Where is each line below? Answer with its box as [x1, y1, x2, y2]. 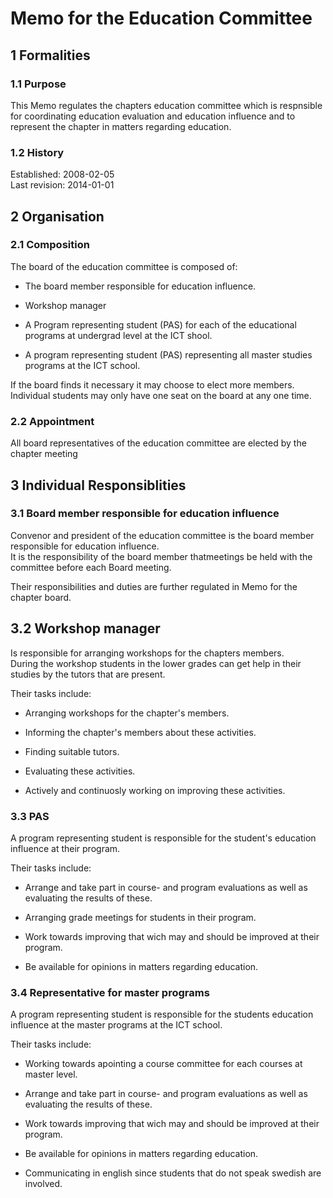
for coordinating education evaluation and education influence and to [10, 110, 296, 122]
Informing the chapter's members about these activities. [24, 726, 257, 738]
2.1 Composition [10, 238, 90, 252]
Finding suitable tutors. [24, 745, 120, 757]
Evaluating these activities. [24, 765, 136, 777]
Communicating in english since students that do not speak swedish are [24, 1167, 322, 1179]
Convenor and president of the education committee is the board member [10, 529, 315, 541]
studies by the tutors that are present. [10, 668, 166, 680]
